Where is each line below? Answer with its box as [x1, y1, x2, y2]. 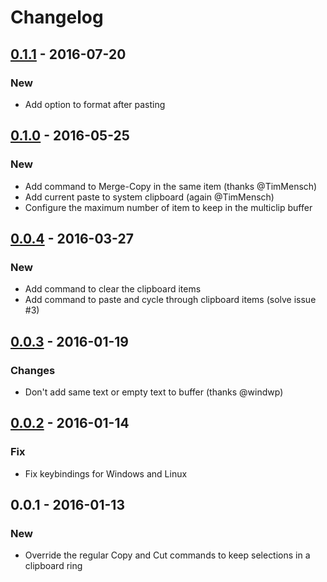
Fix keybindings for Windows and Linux [24, 467, 188, 480]
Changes [10, 363, 56, 377]
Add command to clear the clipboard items [24, 283, 202, 295]
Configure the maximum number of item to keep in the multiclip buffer [24, 201, 313, 213]
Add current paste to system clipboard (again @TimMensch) [24, 191, 275, 203]
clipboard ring [24, 560, 83, 572]
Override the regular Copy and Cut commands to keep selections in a [24, 549, 311, 561]
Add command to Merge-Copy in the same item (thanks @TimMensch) [24, 180, 318, 192]
